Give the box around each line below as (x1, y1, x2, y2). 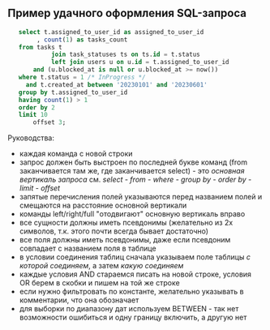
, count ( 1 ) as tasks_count (36, 36, 128, 44)
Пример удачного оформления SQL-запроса (7, 6, 246, 20)
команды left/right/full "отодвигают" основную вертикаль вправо (19, 209, 246, 219)
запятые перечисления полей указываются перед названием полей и (19, 192, 263, 202)
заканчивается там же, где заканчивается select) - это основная (19, 166, 245, 176)
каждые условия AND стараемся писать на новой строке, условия (19, 269, 252, 279)
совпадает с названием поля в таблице (19, 243, 156, 254)
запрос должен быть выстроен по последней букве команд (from (19, 157, 248, 167)
